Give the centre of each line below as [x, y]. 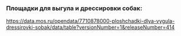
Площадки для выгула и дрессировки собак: [74, 8]
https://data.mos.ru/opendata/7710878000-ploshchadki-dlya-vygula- [90, 21]
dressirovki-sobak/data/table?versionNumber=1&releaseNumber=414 [90, 27]
